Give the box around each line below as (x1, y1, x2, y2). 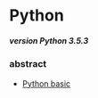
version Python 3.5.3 (9, 35, 89, 45)
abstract (9, 58, 47, 70)
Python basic (21, 78, 71, 89)
